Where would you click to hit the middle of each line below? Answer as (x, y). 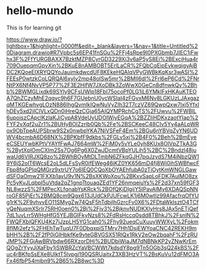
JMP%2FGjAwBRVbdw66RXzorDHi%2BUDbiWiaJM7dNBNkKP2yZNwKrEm (102, 241)
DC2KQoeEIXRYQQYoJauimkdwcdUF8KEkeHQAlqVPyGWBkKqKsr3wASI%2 (102, 72)
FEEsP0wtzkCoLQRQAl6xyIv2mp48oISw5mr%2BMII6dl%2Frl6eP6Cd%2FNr (103, 78)
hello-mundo (40, 11)
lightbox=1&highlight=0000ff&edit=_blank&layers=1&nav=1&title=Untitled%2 (102, 46)
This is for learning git (34, 28)
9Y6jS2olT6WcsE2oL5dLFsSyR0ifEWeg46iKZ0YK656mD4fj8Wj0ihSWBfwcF (103, 163)
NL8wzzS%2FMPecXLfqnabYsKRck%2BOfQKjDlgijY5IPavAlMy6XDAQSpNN (102, 189)
